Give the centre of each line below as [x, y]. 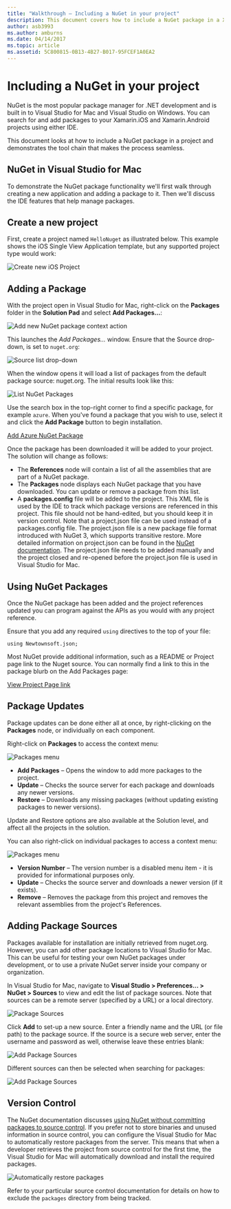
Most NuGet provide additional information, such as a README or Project [111, 657]
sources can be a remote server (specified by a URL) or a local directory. [110, 1000]
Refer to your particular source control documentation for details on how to [113, 1190]
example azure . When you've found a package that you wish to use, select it [115, 415]
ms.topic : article [33, 46]
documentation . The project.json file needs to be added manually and [115, 550]
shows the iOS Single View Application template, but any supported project [113, 246]
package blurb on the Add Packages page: [68, 671]
